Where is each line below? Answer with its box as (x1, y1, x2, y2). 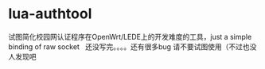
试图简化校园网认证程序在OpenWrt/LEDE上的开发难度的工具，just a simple (8, 32, 252, 41)
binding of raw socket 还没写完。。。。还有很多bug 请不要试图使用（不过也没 (8, 41, 257, 52)
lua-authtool (8, 5, 92, 23)
